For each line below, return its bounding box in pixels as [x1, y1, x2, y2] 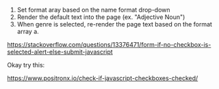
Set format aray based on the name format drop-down [16, 6, 170, 14]
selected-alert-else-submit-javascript [7, 48, 113, 56]
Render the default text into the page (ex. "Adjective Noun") [16, 13, 185, 21]
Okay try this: [7, 61, 45, 69]
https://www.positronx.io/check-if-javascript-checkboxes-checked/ [7, 74, 198, 82]
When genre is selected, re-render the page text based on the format [16, 20, 212, 28]
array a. [16, 27, 39, 35]
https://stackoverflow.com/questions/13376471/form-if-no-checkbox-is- [7, 41, 211, 48]
